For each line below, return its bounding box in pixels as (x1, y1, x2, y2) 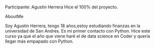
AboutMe (5, 14, 24, 19)
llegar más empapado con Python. (5, 38, 74, 44)
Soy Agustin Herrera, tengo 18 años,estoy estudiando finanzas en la (5, 23, 140, 29)
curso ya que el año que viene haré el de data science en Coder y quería (5, 33, 150, 39)
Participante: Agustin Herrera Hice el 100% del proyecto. (5, 4, 118, 10)
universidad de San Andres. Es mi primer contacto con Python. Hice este (5, 28, 150, 33)
